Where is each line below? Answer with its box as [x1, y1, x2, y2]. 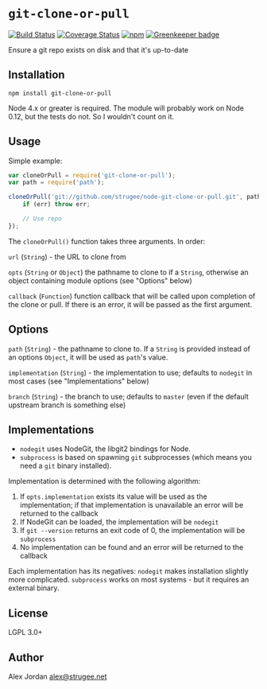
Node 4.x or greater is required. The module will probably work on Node [8, 103, 245, 113]
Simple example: [8, 156, 63, 165]
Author [8, 651, 44, 664]
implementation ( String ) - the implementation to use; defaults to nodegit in [8, 368, 253, 377]
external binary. [8, 583, 60, 593]
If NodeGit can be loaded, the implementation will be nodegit [19, 517, 219, 527]
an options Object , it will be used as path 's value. [8, 352, 168, 362]
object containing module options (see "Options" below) [8, 275, 192, 285]
